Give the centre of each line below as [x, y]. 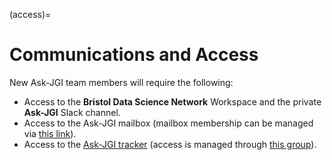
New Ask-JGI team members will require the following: [121, 82]
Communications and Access [134, 55]
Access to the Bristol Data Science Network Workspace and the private [172, 101]
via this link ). [50, 133]
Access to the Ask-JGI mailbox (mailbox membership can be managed [168, 123]
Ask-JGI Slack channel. [72, 112]
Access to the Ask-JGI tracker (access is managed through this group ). [170, 144]
